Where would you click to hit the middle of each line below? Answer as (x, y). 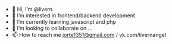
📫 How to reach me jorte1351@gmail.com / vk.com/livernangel (89, 35)
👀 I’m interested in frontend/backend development (73, 15)
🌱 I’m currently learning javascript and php (64, 22)
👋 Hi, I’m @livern (32, 9)
